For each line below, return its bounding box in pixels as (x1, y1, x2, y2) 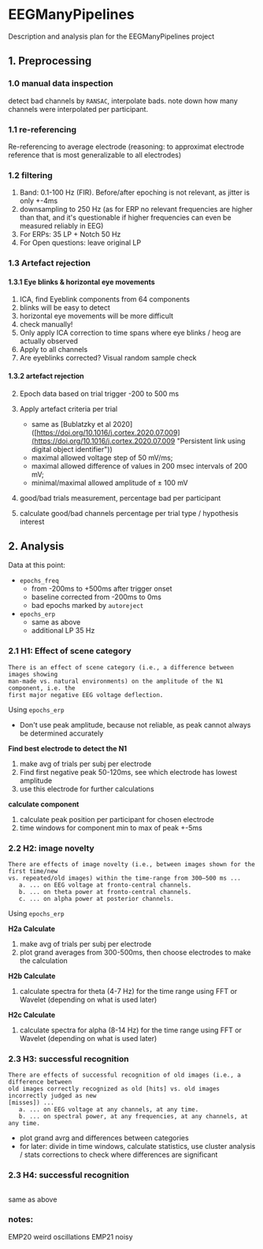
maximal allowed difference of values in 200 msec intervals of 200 (31, 461, 248, 470)
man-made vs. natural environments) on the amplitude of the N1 (8, 677, 224, 685)
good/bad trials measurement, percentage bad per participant (19, 493, 221, 502)
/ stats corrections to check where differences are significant (19, 1150, 218, 1159)
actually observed (19, 336, 79, 346)
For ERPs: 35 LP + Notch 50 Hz (19, 230, 121, 239)
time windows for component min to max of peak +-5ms (19, 823, 202, 832)
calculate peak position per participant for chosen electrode (19, 814, 214, 824)
